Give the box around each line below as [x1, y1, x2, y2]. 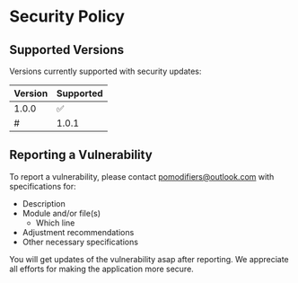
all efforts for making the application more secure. [9, 263, 195, 274]
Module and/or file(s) [22, 208, 101, 218]
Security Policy [9, 6, 126, 27]
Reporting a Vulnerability [9, 147, 153, 163]
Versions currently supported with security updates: [9, 66, 202, 76]
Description [22, 198, 66, 208]
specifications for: [9, 181, 76, 191]
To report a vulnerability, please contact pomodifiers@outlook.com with [9, 171, 275, 181]
